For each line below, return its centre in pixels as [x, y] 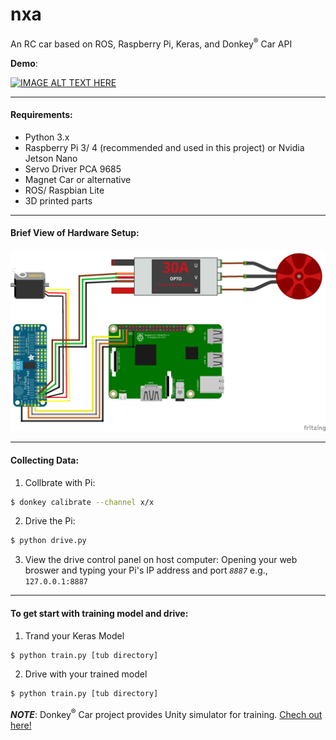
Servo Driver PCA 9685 [73, 169]
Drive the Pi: [50, 521]
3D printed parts [58, 200]
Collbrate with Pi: [60, 482]
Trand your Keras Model [74, 635]
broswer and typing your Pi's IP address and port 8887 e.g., [146, 570]
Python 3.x [47, 137]
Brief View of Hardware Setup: [75, 233]
